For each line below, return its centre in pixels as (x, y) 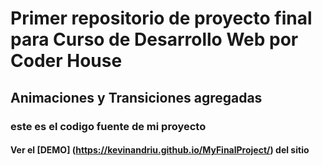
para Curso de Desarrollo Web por (154, 39)
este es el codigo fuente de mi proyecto (108, 126)
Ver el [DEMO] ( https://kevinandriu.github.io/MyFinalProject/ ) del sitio (160, 150)
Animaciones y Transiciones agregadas (136, 97)
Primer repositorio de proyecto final (161, 18)
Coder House (66, 61)
